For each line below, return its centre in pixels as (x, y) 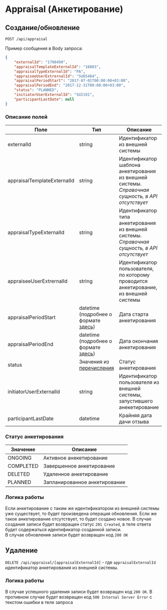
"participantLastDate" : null (44, 99)
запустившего (136, 401)
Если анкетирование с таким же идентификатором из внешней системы (82, 508)
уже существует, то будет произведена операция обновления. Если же (81, 514)
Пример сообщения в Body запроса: (44, 48)
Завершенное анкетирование (79, 466)
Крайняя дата (136, 415)
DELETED (19, 474)
